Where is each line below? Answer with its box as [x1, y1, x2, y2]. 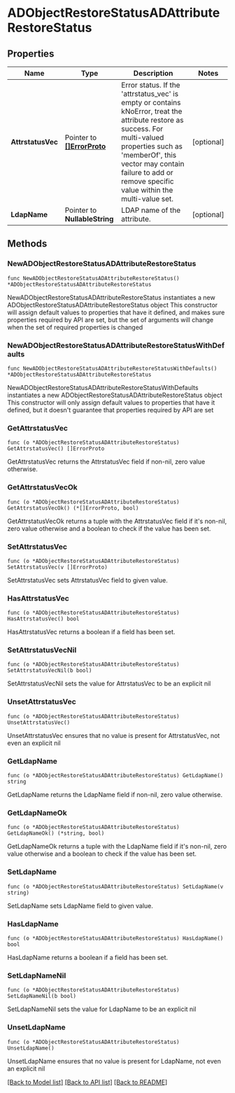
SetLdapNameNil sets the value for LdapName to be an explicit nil [7, 1005, 197, 1013]
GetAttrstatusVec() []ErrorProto [7, 445, 105, 452]
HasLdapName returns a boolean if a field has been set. [7, 953, 169, 961]
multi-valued [121, 133, 164, 142]
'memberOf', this [121, 151, 177, 160]
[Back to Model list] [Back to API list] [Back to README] [7, 1078, 168, 1086]
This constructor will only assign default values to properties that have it [7, 398, 215, 407]
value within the [121, 186, 173, 195]
